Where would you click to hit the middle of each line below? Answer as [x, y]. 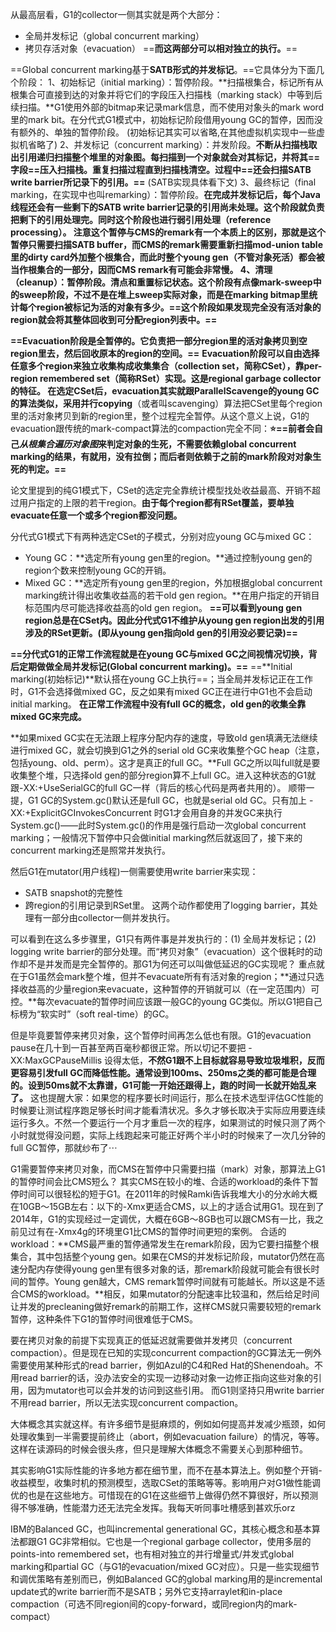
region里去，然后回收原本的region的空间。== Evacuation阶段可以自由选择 [165, 353]
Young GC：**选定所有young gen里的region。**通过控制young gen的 [168, 557]
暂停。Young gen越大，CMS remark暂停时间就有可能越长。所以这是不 [172, 1281]
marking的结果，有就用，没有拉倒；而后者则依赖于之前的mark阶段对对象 [161, 456]
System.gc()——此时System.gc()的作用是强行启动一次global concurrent [158, 825]
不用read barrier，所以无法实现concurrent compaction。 [127, 1402]
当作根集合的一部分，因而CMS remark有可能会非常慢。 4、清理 [141, 269]
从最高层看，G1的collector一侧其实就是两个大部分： [116, 14]
